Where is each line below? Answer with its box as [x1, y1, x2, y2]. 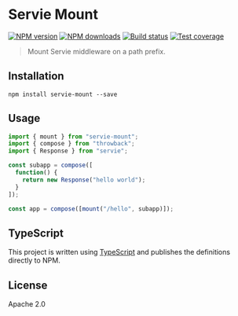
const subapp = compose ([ [8, 161, 93, 170]
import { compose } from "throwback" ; [8, 140, 135, 148]
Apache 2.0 [8, 299, 46, 309]
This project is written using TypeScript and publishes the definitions [8, 248, 230, 257]
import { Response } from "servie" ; [8, 147, 128, 155]
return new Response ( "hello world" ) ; [22, 175, 146, 184]
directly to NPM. [8, 255, 60, 265]
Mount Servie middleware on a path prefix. [27, 46, 167, 56]
